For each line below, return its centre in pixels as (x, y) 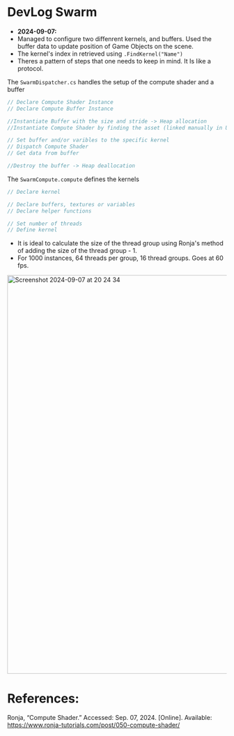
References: (43, 698)
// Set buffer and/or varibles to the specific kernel (88, 140)
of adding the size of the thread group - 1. (77, 251)
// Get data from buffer (43, 153)
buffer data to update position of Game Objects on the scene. (105, 46)
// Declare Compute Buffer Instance (60, 109)
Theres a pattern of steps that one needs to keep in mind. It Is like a (114, 61)
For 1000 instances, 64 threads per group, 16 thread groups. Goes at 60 (120, 258)
